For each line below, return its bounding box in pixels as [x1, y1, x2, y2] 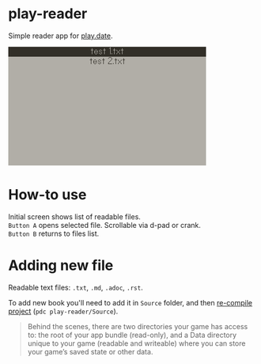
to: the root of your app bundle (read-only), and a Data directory [27, 330, 237, 339]
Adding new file [8, 256, 114, 275]
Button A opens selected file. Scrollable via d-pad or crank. [8, 220, 202, 229]
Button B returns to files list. [8, 229, 100, 238]
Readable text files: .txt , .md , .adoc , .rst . [8, 282, 144, 292]
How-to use [8, 186, 87, 204]
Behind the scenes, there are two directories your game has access [27, 321, 248, 331]
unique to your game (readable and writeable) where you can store [27, 338, 246, 348]
